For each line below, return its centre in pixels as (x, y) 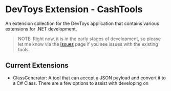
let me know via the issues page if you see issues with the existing (88, 44)
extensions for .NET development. (41, 28)
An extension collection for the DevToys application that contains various (82, 23)
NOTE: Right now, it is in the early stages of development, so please (89, 39)
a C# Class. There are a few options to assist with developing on (81, 83)
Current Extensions (37, 65)
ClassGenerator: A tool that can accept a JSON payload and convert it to (89, 78)
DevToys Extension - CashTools (74, 9)
